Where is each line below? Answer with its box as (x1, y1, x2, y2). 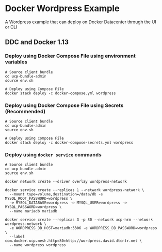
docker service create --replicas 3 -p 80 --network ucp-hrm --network (5, 217, 153, 222)
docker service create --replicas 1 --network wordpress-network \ (5, 188, 145, 193)
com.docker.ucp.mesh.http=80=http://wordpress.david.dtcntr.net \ (5, 238, 142, 243)
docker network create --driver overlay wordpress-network (5, 179, 127, 184)
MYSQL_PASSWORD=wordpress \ (5, 205, 62, 209)
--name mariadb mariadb (9, 209, 57, 214)
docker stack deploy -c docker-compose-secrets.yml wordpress (5, 140, 133, 145)
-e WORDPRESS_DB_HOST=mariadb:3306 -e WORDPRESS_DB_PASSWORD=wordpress (9, 226, 158, 231)
